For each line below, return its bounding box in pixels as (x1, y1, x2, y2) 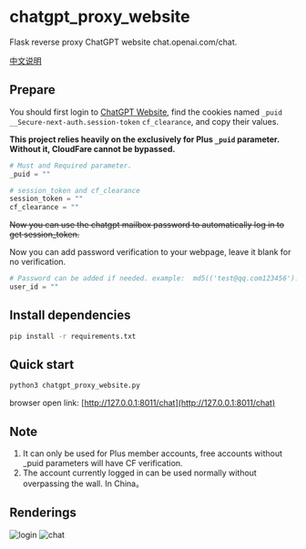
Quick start (9, 357, 75, 372)
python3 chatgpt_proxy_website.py (9, 381, 141, 391)
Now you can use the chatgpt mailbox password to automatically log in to (9, 219, 285, 230)
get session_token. (9, 229, 80, 240)
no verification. (9, 257, 66, 268)
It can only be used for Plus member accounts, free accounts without (22, 448, 282, 459)
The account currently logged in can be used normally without (22, 467, 257, 479)
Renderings (9, 505, 77, 521)
